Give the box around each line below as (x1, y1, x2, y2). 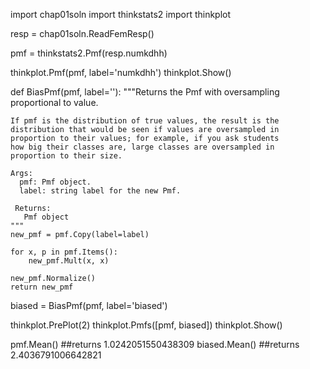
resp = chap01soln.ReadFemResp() (10, 28, 155, 39)
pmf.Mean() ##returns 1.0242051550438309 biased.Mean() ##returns (10, 339, 300, 350)
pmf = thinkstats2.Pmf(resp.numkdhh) (10, 47, 168, 59)
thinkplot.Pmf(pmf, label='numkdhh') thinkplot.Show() (10, 67, 232, 78)
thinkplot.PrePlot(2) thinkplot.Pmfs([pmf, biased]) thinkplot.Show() (10, 319, 283, 331)
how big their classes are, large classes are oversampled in (10, 142, 275, 152)
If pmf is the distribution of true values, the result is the (10, 116, 280, 126)
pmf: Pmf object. (19, 177, 92, 187)
